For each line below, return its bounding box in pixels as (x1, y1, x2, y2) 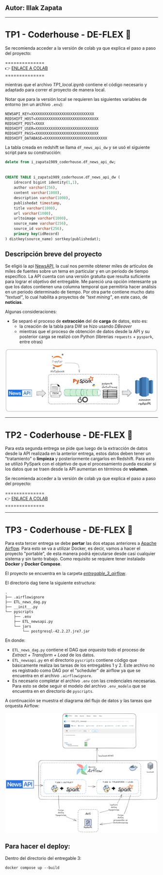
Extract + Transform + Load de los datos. (12, 652, 95, 658)
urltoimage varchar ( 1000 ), (14, 216, 68, 221)
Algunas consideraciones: (5, 309, 57, 315)
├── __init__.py (5, 605, 38, 610)
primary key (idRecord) (14, 231, 60, 236)
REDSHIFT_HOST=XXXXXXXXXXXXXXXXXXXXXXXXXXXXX (5, 116, 98, 121)
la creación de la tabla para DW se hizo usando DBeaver (19, 323, 132, 329)
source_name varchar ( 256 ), (14, 221, 68, 226)
